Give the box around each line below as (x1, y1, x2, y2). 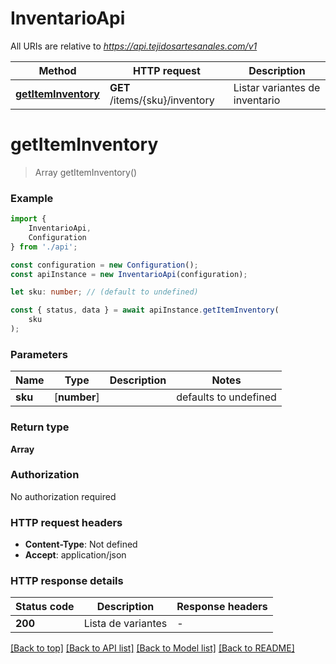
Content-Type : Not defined (24, 538, 138, 551)
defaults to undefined (176, 390, 277, 404)
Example (10, 191, 54, 205)
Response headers (176, 600, 268, 614)
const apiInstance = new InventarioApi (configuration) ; (10, 269, 248, 279)
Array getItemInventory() (34, 166, 138, 178)
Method (38, 63, 77, 77)
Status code (15, 600, 75, 614)
